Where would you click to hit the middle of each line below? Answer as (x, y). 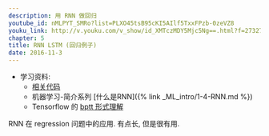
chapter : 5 (26, 38)
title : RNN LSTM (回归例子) (53, 46)
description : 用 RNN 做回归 (53, 16)
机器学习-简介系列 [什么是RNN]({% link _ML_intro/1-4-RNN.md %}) (143, 96)
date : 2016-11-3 (35, 53)
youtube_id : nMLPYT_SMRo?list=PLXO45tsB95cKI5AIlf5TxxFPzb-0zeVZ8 (121, 23)
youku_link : (28, 30)
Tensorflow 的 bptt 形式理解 (78, 106)
